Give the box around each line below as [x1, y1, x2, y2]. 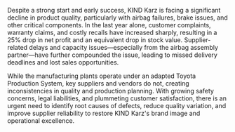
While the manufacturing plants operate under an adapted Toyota [7, 72, 196, 80]
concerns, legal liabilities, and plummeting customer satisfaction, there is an [7, 94, 227, 103]
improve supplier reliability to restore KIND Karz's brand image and [7, 109, 201, 117]
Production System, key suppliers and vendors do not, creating [7, 79, 189, 87]
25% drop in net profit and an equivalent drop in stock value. [7, 36, 183, 44]
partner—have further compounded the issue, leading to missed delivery [7, 51, 217, 59]
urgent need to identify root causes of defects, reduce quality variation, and [7, 102, 227, 110]
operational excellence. [7, 117, 75, 125]
